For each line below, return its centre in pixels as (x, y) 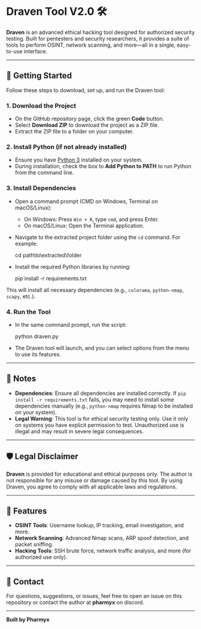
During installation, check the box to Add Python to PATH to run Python (103, 166)
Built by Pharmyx (28, 619)
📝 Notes (21, 379)
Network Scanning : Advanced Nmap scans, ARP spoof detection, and (102, 538)
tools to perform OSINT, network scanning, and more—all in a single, (91, 45)
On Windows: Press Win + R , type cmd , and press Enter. (92, 219)
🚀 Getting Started (39, 76)
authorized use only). (41, 557)
